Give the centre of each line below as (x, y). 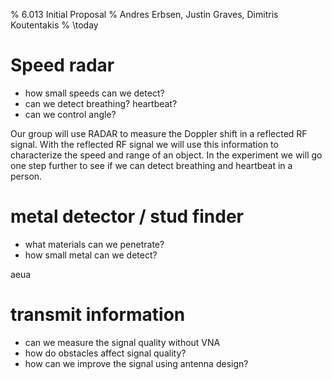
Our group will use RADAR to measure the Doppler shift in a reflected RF (159, 133)
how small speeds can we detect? (94, 93)
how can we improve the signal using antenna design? (136, 363)
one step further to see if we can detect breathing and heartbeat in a (151, 165)
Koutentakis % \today (54, 25)
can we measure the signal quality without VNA (122, 342)
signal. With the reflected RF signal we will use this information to (144, 144)
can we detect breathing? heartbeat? (101, 103)
